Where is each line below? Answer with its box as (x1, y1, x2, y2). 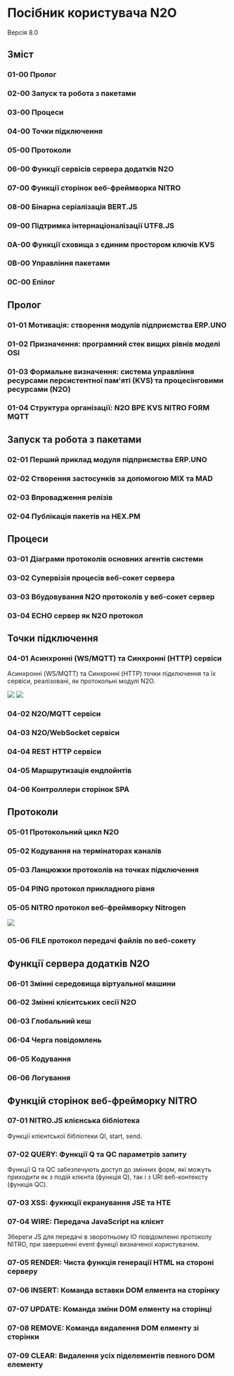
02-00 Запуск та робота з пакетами (7, 89, 136, 98)
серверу (7, 1266, 38, 1276)
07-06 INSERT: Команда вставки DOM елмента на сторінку (7, 1285, 220, 1295)
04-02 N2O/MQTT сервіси (7, 709, 101, 719)
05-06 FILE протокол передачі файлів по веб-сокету (7, 936, 197, 945)
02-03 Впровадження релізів (7, 492, 113, 502)
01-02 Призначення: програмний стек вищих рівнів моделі (7, 339, 221, 349)
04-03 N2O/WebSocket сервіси (7, 728, 120, 738)
